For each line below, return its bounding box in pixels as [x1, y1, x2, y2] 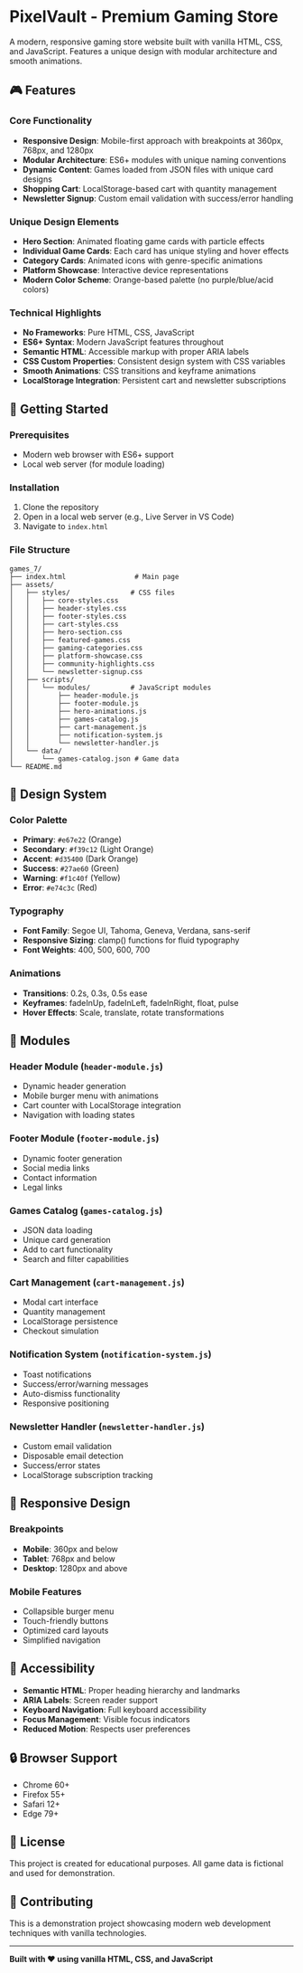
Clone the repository [22, 502, 99, 513]
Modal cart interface [22, 1296, 99, 1308]
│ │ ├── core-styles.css [9, 595, 119, 605]
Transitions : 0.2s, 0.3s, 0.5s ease [22, 988, 148, 999]
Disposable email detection [22, 1450, 124, 1461]
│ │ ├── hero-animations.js [9, 707, 147, 716]
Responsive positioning [22, 1398, 110, 1409]
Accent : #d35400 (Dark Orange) [22, 853, 139, 865]
